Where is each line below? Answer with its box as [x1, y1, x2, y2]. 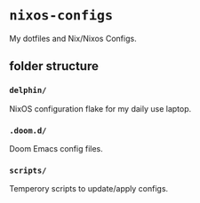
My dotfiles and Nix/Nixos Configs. [9, 33, 137, 43]
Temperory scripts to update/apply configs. [9, 183, 169, 194]
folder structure [9, 59, 100, 74]
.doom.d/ [9, 125, 47, 136]
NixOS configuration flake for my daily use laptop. [9, 103, 192, 113]
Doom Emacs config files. [9, 143, 104, 153]
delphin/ [9, 85, 47, 96]
